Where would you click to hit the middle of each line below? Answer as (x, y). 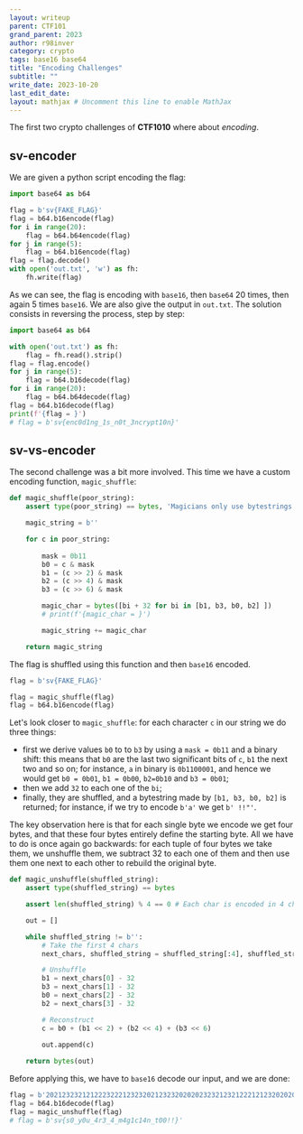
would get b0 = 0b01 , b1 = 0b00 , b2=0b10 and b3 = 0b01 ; (126, 778)
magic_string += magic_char (94, 630)
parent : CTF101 (38, 26)
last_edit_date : (40, 93)
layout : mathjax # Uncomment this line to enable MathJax (120, 102)
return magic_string (64, 646)
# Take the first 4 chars (91, 945)
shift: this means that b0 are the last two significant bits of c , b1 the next (155, 759)
